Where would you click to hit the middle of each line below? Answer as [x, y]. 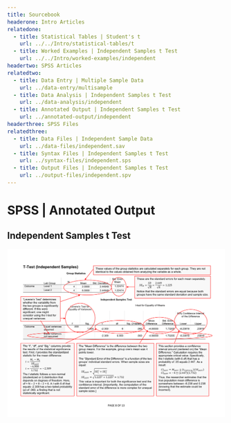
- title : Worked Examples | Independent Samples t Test [95, 51]
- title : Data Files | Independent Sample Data [83, 138]
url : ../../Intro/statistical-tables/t [77, 44]
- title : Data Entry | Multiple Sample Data [78, 80]
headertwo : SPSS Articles [44, 66]
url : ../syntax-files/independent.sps [75, 161]
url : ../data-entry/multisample [66, 88]
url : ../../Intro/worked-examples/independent [88, 59]
